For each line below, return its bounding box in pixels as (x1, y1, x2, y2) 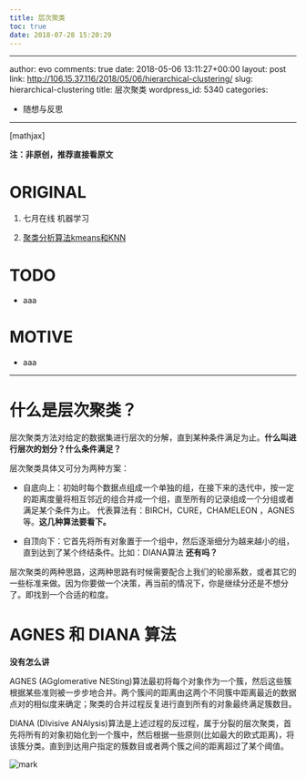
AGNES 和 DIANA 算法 (9, 625, 177, 645)
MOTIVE (9, 327, 74, 347)
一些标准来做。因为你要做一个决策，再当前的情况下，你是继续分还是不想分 (9, 578, 289, 589)
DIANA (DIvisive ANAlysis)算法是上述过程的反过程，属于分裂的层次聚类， (9, 718, 284, 729)
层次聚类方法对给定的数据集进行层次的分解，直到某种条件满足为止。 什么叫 (9, 432, 289, 443)
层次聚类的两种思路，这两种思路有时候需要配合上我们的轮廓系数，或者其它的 (9, 567, 297, 578)
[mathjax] (9, 130, 46, 141)
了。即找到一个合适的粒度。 (9, 589, 114, 600)
